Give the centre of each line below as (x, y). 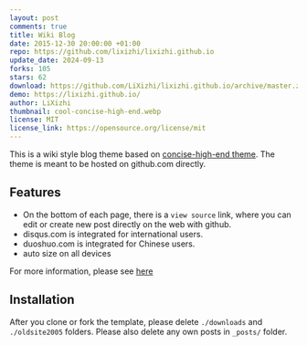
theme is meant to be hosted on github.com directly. (108, 164)
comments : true (38, 26)
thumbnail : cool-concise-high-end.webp (85, 111)
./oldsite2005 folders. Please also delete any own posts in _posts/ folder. (148, 331)
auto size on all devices (67, 253)
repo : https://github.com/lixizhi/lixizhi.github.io (112, 52)
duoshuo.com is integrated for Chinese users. (109, 244)
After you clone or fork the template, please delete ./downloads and (136, 321)
